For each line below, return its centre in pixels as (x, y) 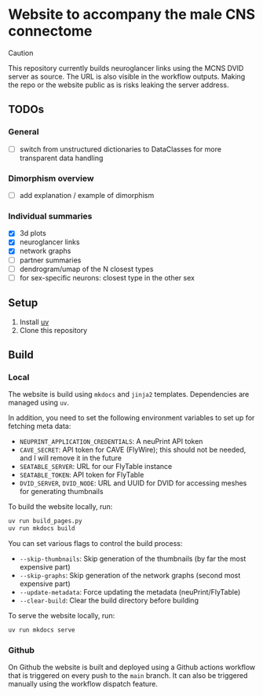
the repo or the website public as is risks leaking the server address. (119, 85)
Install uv (34, 322)
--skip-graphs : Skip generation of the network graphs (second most (130, 575)
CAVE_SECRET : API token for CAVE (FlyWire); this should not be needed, (133, 450)
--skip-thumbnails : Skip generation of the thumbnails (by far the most (133, 559)
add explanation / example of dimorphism (87, 195)
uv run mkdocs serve (42, 630)
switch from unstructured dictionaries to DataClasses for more (121, 149)
